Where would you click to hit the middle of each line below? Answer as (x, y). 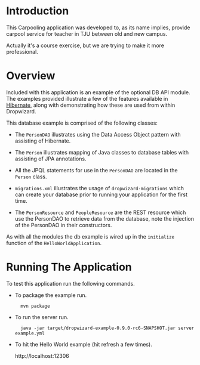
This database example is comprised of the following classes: (82, 123)
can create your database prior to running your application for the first (101, 194)
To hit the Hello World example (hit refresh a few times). (83, 344)
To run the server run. (41, 317)
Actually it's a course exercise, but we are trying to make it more (85, 45)
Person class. (31, 177)
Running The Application (69, 267)
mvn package (35, 306)
